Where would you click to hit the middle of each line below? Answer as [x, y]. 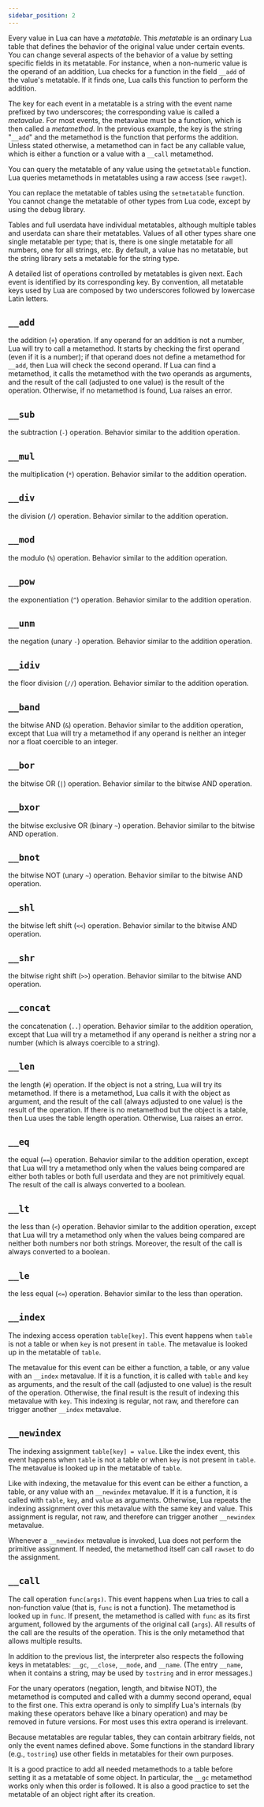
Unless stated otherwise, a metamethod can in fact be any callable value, [127, 145]
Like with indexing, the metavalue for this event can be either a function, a [128, 1483]
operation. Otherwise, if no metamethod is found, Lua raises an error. [120, 390]
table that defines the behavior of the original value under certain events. [126, 46]
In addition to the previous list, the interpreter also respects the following [126, 1656]
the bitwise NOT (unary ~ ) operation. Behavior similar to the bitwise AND [125, 875]
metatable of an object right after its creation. [82, 1794]
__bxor [24, 807]
